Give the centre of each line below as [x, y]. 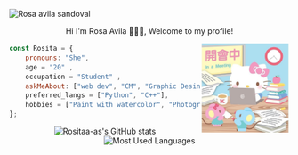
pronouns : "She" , [57, 58]
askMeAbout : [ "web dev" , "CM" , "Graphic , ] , [137, 86]
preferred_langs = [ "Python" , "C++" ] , [97, 95]
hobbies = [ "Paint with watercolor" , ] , [127, 105]
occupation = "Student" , [73, 77]
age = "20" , [49, 67]
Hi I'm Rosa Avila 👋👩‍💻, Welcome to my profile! [149, 31]
